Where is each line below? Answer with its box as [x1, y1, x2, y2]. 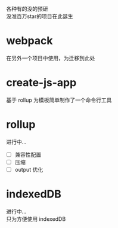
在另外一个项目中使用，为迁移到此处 [6, 54, 95, 62]
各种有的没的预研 [6, 5, 48, 12]
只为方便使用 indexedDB [6, 215, 66, 223]
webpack [6, 34, 53, 48]
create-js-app [6, 76, 77, 90]
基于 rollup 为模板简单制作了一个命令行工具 [6, 96, 112, 104]
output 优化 [14, 166, 44, 173]
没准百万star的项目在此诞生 [6, 13, 73, 20]
